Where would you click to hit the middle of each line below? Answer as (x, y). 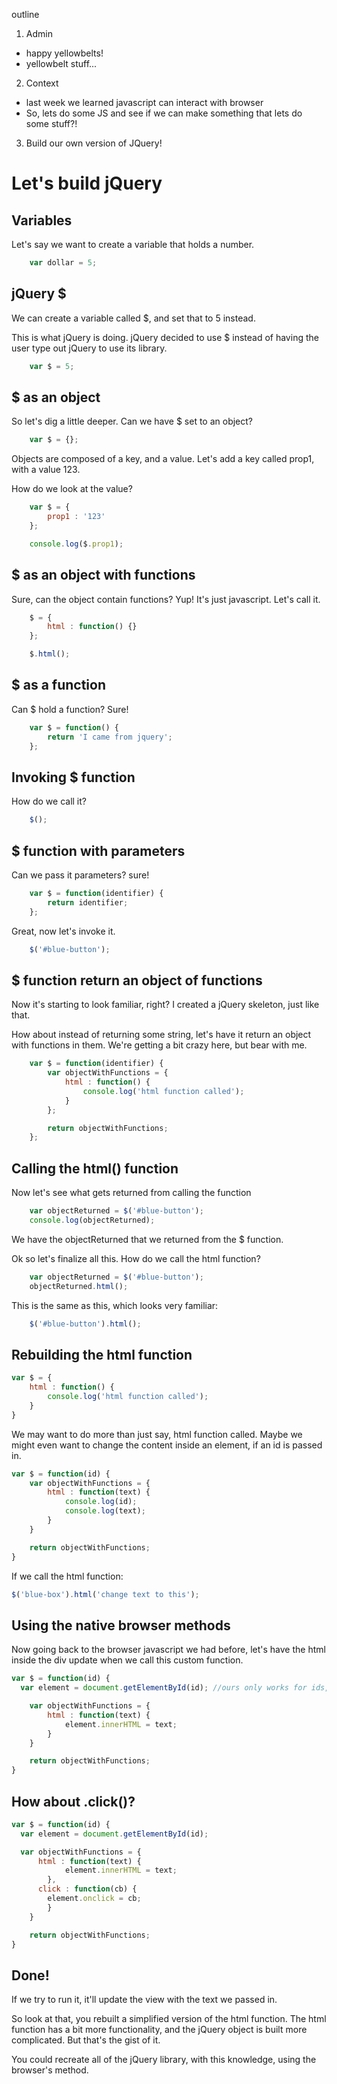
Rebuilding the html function (102, 1354)
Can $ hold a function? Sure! (70, 709)
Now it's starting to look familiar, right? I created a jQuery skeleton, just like (165, 1005)
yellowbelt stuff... (61, 63)
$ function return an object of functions (137, 980)
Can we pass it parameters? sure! (80, 875)
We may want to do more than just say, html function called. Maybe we (157, 1434)
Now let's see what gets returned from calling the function (131, 1193)
